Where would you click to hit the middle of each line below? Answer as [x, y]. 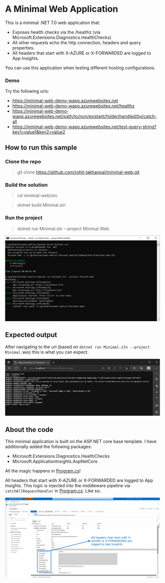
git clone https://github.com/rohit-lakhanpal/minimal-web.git [78, 172]
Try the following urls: [27, 91]
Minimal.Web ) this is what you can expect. [47, 352]
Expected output [31, 335]
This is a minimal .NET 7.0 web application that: [53, 23]
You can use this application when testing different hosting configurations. [80, 68]
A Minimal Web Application [62, 9]
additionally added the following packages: [49, 447]
